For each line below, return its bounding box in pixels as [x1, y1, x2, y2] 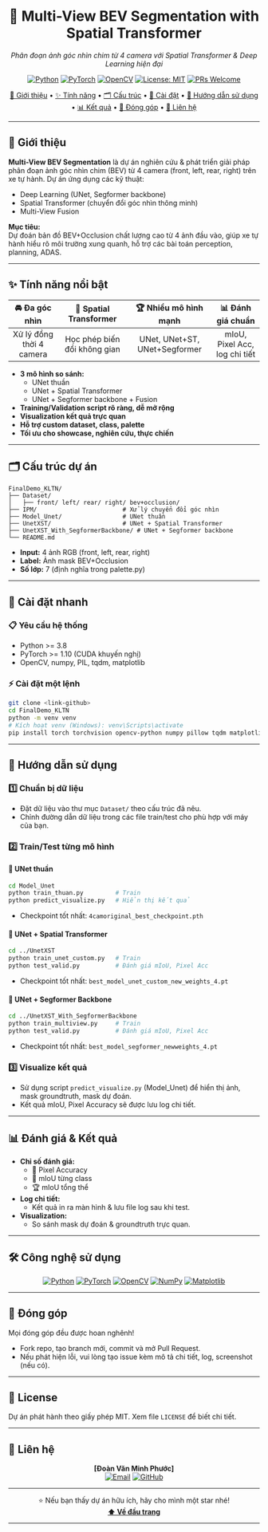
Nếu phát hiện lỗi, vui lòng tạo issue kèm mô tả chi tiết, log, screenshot [19, 1352, 253, 1361]
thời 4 [22, 338, 44, 349]
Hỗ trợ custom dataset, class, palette [19, 419, 145, 429]
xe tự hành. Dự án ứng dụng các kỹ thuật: [8, 174, 145, 183]
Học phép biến [65, 333, 120, 345]
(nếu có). [19, 1360, 50, 1370]
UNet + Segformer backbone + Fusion [31, 394, 158, 404]
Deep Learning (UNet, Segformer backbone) [19, 189, 167, 199]
